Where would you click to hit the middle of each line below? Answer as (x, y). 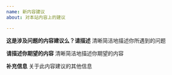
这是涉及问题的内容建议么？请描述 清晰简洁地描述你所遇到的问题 (86, 40)
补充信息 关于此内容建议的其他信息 (49, 66)
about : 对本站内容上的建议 (36, 17)
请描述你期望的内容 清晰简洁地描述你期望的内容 (65, 53)
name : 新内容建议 (26, 12)
